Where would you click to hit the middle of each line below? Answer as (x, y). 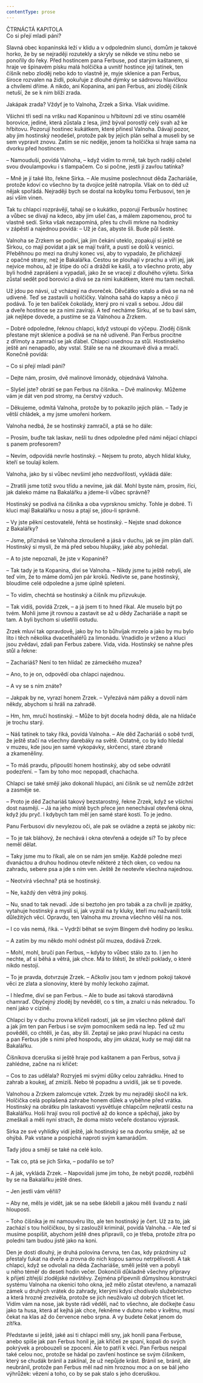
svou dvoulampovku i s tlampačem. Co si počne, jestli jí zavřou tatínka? (95, 166)
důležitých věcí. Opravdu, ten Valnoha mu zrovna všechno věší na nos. (95, 917)
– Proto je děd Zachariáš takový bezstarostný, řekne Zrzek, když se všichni (100, 801)
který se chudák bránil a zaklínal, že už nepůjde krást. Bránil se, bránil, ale (98, 1361)
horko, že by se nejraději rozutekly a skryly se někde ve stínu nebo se (93, 54)
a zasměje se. (24, 790)
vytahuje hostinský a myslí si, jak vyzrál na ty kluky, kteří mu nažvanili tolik (99, 910)
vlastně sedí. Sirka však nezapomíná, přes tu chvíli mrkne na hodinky (92, 222)
